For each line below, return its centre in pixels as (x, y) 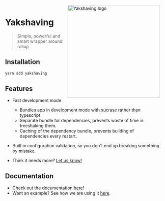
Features (19, 89)
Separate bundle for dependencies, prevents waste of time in (82, 121)
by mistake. (24, 151)
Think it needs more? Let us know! (47, 161)
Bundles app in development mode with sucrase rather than (80, 110)
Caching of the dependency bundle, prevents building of (77, 131)
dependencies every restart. (48, 136)
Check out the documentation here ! (48, 188)
